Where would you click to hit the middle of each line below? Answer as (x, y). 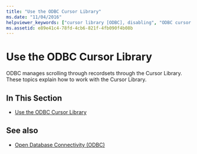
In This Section (34, 98)
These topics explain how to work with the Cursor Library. (76, 79)
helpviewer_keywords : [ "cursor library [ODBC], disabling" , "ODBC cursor (99, 22)
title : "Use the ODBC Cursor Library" (54, 11)
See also (22, 131)
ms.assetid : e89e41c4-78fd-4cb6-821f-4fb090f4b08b (70, 28)
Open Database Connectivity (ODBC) (60, 145)
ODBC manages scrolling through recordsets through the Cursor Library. (94, 73)
